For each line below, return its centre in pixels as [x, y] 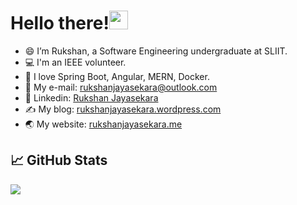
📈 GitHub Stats [59, 160]
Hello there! [60, 23]
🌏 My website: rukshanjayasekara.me [103, 124]
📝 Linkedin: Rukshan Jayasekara [91, 97]
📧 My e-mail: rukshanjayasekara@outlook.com [121, 87]
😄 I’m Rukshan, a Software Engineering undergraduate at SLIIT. [156, 51]
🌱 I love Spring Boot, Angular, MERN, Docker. [117, 76]
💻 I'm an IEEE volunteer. [75, 62]
